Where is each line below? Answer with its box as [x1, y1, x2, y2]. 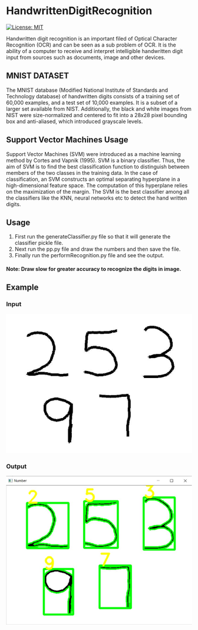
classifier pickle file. [14, 240, 64, 247]
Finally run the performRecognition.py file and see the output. [14, 252, 164, 259]
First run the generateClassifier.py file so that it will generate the [14, 233, 171, 240]
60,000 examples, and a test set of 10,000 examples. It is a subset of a [6, 99, 178, 106]
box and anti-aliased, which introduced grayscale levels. [6, 118, 143, 125]
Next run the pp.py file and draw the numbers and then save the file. [14, 246, 181, 253]
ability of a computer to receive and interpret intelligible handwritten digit [6, 47, 183, 54]
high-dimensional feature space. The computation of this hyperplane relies [6, 181, 188, 189]
